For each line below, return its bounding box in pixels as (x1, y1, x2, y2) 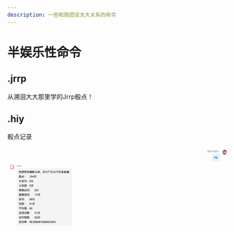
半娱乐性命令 (7, 44, 82, 60)
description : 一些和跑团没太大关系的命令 (7, 11, 117, 18)
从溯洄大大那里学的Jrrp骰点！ (7, 92, 93, 101)
